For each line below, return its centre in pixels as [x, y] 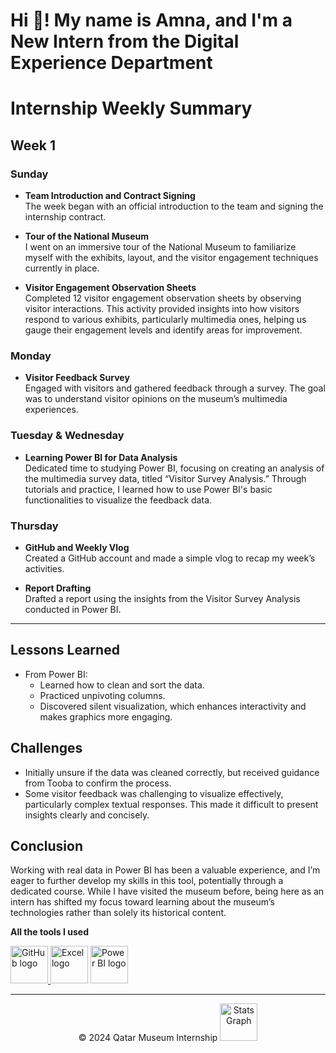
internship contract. [65, 217]
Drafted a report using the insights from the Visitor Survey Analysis [162, 598]
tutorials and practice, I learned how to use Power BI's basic [148, 489]
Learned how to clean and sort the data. [122, 685]
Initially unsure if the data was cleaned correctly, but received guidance [172, 772]
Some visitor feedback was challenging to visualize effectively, [154, 793]
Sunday [29, 174]
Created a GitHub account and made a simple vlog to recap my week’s [170, 558]
